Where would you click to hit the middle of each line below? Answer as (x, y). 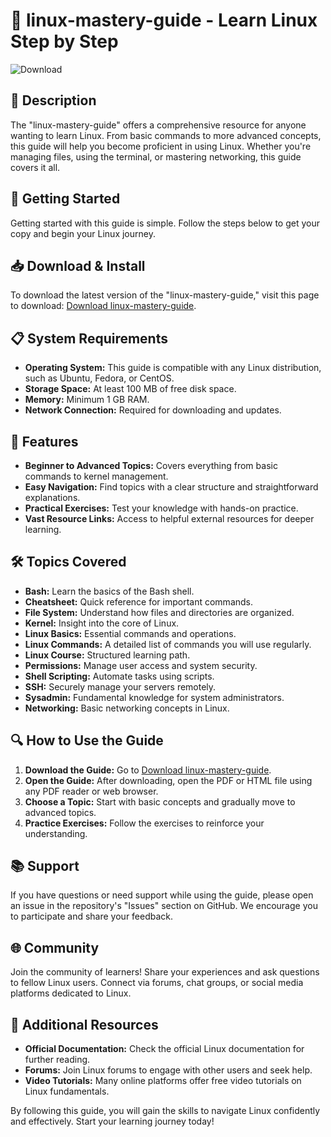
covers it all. (35, 167)
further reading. (57, 1060)
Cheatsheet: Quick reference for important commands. (139, 601)
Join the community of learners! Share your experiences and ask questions (165, 972)
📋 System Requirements (89, 338)
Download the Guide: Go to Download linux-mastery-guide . (148, 770)
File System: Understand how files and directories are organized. (159, 612)
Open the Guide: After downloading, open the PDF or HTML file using (168, 780)
